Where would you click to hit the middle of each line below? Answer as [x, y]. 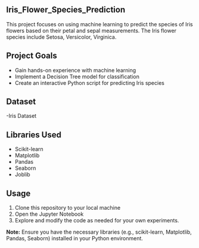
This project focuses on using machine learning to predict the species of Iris [99, 24]
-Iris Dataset [21, 116]
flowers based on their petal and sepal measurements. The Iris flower [91, 30]
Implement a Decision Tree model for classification [77, 76]
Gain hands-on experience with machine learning [75, 70]
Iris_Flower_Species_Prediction [66, 10]
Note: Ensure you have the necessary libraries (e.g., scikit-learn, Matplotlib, [99, 232]
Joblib [23, 174]
